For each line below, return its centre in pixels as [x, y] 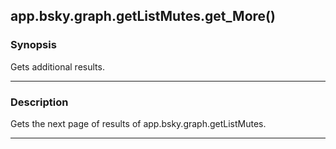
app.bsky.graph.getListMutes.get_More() [143, 16]
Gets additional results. [57, 66]
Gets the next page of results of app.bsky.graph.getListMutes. [138, 123]
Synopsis [33, 45]
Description [39, 102]
